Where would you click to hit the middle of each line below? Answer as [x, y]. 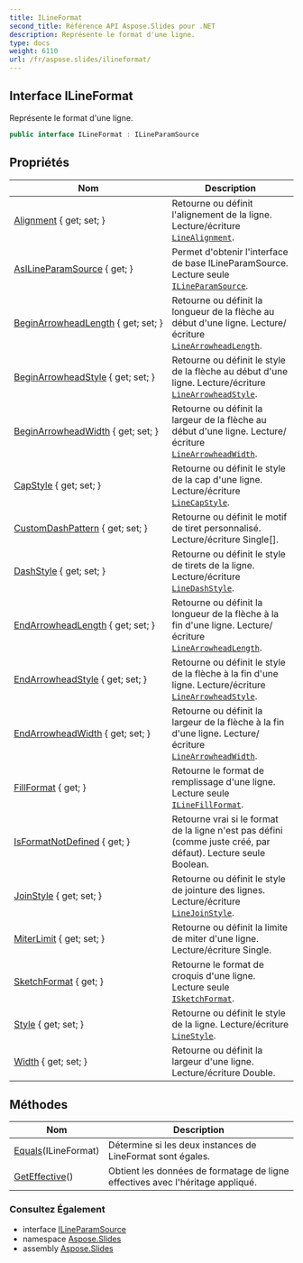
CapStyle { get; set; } [58, 485]
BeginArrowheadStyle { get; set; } [84, 377]
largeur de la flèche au [220, 419]
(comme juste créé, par [221, 842]
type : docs [30, 43]
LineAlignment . [203, 237]
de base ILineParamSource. [230, 263]
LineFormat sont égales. [159, 1157]
